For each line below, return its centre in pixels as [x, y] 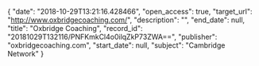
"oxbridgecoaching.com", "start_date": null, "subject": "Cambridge [116, 45]
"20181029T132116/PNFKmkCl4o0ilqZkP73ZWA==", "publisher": [112, 37]
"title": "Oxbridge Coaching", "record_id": [75, 28]
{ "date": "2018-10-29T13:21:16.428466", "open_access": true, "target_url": [130, 12]
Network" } [26, 54]
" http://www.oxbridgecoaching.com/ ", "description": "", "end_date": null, [126, 20]
